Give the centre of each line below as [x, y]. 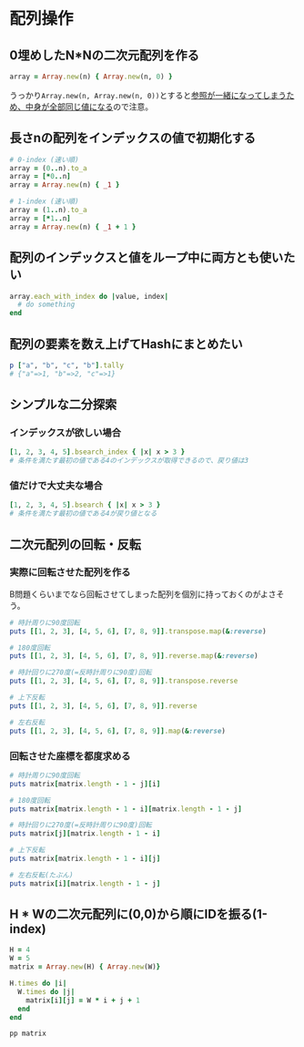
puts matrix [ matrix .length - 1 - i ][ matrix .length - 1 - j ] [126, 809]
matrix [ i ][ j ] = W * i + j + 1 [83, 1000]
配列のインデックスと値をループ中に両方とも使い [147, 257]
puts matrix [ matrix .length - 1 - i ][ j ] [85, 859]
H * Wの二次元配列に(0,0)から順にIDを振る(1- [139, 914]
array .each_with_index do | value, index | [89, 296]
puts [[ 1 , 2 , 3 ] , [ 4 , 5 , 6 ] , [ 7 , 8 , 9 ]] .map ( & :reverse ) [117, 731]
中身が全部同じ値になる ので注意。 [89, 107]
